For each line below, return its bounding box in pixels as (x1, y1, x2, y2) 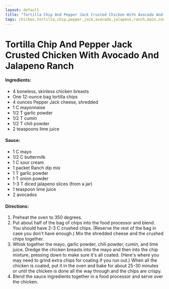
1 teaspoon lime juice (12, 186, 56, 192)
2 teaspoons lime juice (12, 126, 59, 132)
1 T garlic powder (12, 170, 49, 176)
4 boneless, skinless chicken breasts (12, 88, 89, 94)
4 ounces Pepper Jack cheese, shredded (12, 99, 99, 105)
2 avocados (12, 191, 37, 198)
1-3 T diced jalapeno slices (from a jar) (12, 180, 93, 187)
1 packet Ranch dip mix (12, 165, 61, 171)
